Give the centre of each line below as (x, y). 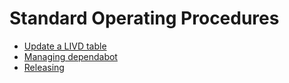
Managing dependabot (70, 56)
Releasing (44, 67)
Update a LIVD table (65, 46)
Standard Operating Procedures (144, 18)
